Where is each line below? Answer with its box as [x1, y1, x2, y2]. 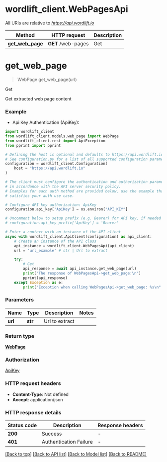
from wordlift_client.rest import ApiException [5, 138, 106, 143]
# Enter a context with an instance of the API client [5, 230, 121, 235]
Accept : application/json [12, 396, 63, 402]
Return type [5, 332, 35, 339]
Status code [7, 422, 37, 429]
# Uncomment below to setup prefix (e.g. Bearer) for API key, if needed [5, 216, 162, 221]
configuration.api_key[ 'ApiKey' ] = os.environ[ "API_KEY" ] [5, 207, 128, 212]
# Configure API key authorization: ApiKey [5, 202, 97, 207]
